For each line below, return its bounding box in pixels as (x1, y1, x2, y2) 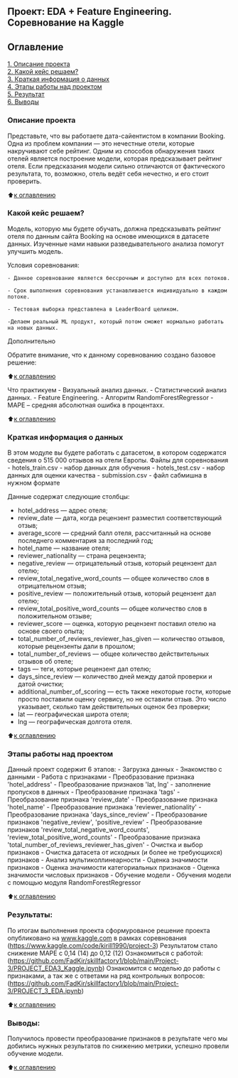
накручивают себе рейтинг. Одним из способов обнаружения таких (7, 146, 215, 155)
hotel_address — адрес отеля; (17, 506, 108, 514)
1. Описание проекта (7, 60, 70, 68)
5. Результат (7, 90, 45, 99)
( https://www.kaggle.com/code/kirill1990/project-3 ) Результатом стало (7, 941, 218, 949)
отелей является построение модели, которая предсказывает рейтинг (7, 154, 222, 163)
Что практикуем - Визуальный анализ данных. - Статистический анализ (7, 385, 227, 394)
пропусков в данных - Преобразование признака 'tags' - (7, 788, 180, 797)
